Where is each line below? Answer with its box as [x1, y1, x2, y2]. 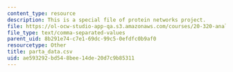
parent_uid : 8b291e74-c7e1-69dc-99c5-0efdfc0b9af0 [7, 36, 157, 43]
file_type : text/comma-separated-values [7, 29, 126, 36]
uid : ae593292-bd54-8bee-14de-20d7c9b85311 [7, 55, 135, 62]
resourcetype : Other [7, 42, 67, 49]
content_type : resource [7, 10, 76, 17]
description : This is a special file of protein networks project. [7, 16, 207, 23]
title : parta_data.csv [7, 49, 73, 56]
